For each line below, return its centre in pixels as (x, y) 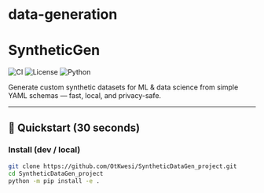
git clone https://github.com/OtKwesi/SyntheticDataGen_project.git (123, 166)
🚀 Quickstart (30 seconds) (74, 127)
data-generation (63, 15)
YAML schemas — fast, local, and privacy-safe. (85, 96)
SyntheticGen (54, 51)
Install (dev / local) (44, 150)
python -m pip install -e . (54, 181)
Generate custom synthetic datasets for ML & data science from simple (123, 87)
